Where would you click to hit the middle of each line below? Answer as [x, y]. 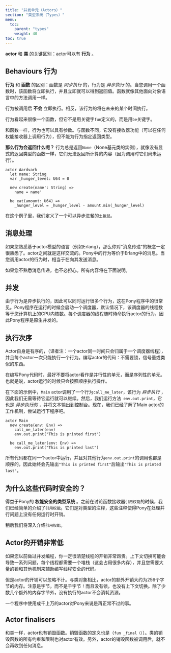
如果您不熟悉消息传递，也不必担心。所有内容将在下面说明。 [68, 270]
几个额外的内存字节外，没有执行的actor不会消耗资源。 [66, 592]
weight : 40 [26, 34]
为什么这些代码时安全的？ [45, 488]
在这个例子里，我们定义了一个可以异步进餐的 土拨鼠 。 [60, 216]
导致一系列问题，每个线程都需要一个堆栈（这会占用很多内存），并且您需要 [82, 562]
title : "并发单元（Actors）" [34, 10]
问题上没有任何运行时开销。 [38, 514]
